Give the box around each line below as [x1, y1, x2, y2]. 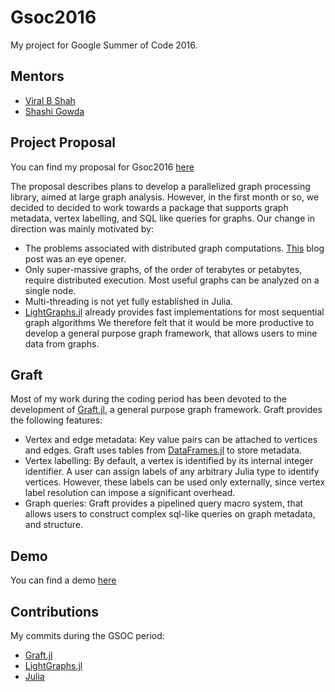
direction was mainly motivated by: [10, 222, 155, 235]
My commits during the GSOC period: [10, 630, 165, 641]
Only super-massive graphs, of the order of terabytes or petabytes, [24, 263, 303, 275]
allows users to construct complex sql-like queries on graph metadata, [24, 508, 316, 520]
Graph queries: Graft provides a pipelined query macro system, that [24, 497, 304, 510]
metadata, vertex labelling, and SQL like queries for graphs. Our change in [10, 212, 315, 224]
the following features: [10, 414, 103, 426]
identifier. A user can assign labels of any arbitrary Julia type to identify [24, 466, 320, 478]
